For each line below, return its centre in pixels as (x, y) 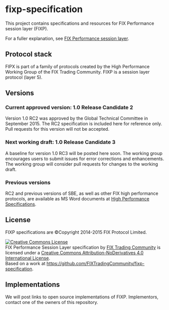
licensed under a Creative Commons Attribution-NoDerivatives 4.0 (74, 252)
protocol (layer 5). (24, 77)
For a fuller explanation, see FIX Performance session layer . (67, 38)
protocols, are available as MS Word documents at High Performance (77, 199)
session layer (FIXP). (27, 28)
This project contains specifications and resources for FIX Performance (80, 23)
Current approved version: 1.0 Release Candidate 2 (69, 108)
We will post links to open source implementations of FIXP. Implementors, (82, 297)
